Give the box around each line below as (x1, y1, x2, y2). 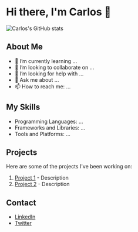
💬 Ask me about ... (14, 76, 59, 83)
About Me (6, 42, 43, 52)
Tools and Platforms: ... (14, 130, 70, 137)
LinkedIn (14, 213, 36, 220)
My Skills (6, 102, 41, 112)
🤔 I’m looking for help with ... (14, 70, 84, 77)
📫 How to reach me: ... (14, 82, 71, 90)
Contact (6, 197, 36, 208)
